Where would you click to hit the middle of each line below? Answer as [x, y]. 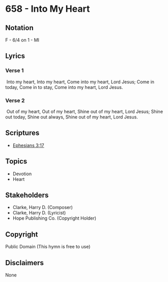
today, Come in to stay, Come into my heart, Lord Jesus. [64, 87]
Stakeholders [27, 195]
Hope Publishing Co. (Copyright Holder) [54, 218]
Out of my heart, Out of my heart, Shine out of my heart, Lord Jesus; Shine [85, 111]
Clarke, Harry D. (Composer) [43, 207]
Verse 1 [15, 70]
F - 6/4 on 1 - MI [22, 40]
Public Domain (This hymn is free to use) [48, 247]
